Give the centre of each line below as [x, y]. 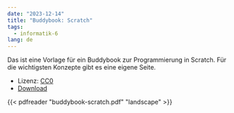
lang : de [20, 40]
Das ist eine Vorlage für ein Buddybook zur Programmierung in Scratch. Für [117, 60]
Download [32, 88]
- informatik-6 [36, 33]
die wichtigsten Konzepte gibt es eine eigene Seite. [82, 67]
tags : [15, 27]
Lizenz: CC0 [36, 81]
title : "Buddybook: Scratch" [50, 20]
